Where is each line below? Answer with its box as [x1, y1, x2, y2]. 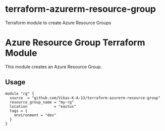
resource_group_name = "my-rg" [9, 99, 74, 104]
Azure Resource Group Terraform [5, 37, 145, 48]
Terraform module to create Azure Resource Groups [5, 20, 111, 26]
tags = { [9, 108, 28, 113]
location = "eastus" [9, 104, 77, 109]
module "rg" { [5, 91, 35, 96]
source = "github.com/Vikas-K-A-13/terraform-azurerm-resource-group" [9, 95, 161, 100]
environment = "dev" [14, 112, 56, 118]
